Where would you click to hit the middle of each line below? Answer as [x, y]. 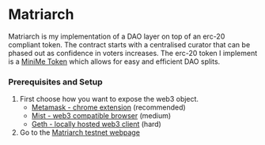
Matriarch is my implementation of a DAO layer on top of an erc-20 [117, 36]
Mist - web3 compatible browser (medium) [101, 116]
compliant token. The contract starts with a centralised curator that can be [129, 44]
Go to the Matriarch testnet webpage [80, 132]
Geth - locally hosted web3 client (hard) [97, 125]
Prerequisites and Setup [55, 82]
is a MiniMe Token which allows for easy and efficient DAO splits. [114, 61]
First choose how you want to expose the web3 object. [109, 99]
